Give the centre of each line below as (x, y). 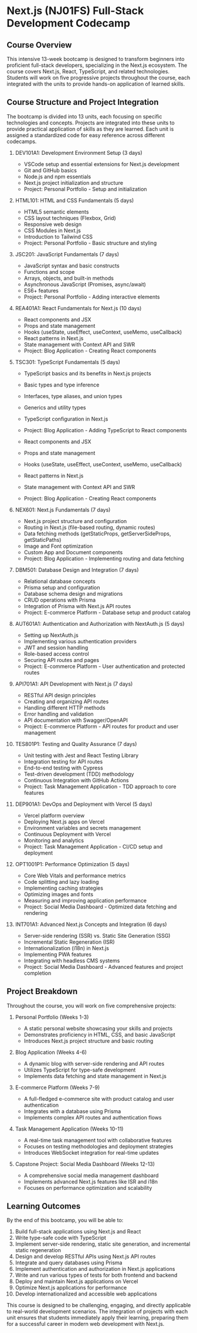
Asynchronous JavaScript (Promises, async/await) (85, 284)
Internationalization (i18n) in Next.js (66, 948)
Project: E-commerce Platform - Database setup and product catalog (107, 612)
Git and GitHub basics (50, 170)
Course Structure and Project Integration (83, 102)
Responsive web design (52, 224)
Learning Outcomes (44, 1206)
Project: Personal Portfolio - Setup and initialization (85, 189)
